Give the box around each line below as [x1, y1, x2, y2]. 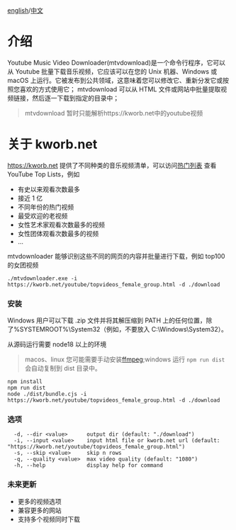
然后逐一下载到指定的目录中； [31, 94, 119, 102]
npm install [7, 378, 43, 385]
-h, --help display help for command [13, 462, 163, 469]
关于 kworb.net [7, 137, 98, 152]
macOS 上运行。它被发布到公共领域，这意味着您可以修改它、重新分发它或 [7, 76, 223, 84]
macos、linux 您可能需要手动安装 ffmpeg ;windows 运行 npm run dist [24, 355, 225, 363]
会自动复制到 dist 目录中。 [24, 364, 101, 373]
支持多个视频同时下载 [17, 514, 80, 523]
